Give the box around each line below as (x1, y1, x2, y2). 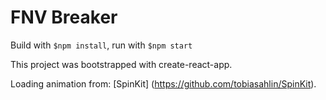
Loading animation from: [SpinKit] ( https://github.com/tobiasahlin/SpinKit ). (10, 77, 317, 90)
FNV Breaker (10, 6, 118, 29)
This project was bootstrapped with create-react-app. (10, 58, 233, 70)
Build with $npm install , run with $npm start (10, 39, 193, 51)
